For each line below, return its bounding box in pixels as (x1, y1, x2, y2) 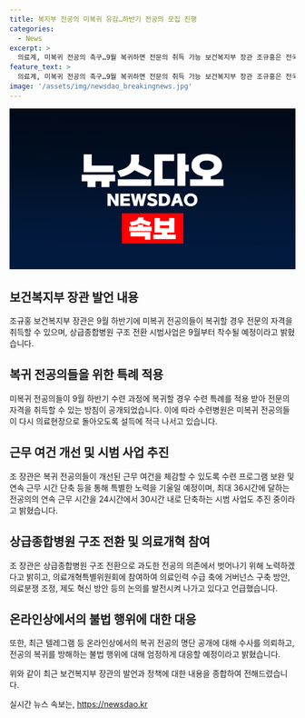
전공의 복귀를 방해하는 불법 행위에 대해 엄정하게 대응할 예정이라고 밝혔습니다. (9, 649, 281, 660)
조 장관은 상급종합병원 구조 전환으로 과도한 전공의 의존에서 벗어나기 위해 (9, 560, 264, 571)
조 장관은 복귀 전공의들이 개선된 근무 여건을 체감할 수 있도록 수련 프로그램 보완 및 (9, 471, 295, 482)
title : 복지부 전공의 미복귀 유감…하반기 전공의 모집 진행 (9, 15, 197, 24)
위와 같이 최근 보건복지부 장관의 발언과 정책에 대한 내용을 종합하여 (9, 668, 242, 679)
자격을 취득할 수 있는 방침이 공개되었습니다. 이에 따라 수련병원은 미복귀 (9, 404, 259, 415)
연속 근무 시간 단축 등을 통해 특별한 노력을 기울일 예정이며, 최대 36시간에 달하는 (9, 482, 290, 493)
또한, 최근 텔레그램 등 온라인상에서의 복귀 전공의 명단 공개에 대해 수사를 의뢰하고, (9, 637, 295, 649)
